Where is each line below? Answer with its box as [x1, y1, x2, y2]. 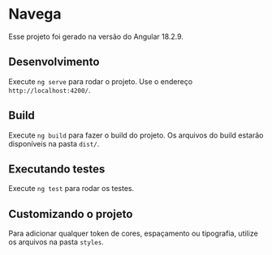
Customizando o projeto [8, 207, 133, 221]
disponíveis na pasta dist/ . [8, 138, 100, 148]
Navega [8, 5, 63, 23]
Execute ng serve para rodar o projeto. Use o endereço [8, 76, 193, 86]
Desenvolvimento [8, 55, 100, 69]
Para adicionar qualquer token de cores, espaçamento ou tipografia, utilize [8, 228, 258, 239]
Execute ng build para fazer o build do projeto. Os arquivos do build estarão [8, 130, 264, 140]
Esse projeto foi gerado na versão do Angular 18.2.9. [8, 32, 184, 41]
